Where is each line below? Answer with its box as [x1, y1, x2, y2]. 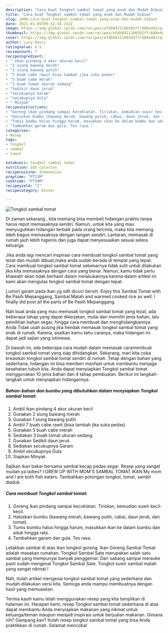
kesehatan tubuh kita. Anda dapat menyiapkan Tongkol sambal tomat [5, 365, 148, 372]
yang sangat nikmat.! [5, 566, 49, 572]
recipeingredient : [5, 53, 44, 59]
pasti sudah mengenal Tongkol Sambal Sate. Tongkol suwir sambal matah [5, 560, 157, 567]
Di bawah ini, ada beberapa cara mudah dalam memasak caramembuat [5, 344, 152, 350]
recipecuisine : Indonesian [5, 169, 62, 175]
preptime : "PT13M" [5, 174, 44, 179]
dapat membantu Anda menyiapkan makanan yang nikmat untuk [5, 606, 138, 612]
